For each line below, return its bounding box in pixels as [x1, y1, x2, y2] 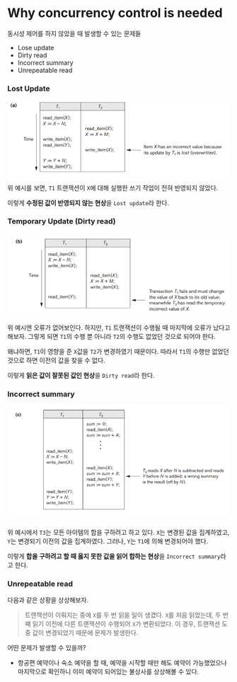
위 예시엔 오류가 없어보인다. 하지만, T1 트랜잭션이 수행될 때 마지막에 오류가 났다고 [7, 323, 231, 332]
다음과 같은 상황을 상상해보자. [7, 596, 89, 604]
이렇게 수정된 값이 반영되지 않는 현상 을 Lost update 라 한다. [7, 198, 170, 207]
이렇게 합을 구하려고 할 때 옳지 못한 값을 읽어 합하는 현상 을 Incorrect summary [7, 552, 221, 560]
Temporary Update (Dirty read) [7, 216, 116, 226]
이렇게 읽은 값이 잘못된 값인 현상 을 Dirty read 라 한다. [7, 371, 155, 379]
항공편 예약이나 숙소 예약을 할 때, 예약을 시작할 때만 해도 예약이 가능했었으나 [17, 659, 228, 667]
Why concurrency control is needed [7, 5, 223, 21]
